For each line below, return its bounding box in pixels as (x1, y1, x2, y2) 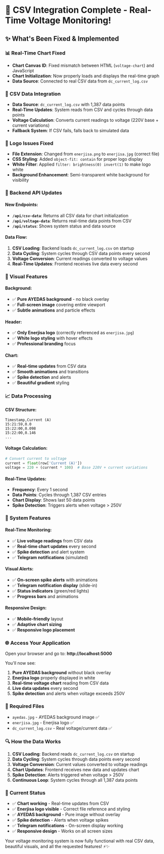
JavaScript (12, 67, 34, 73)
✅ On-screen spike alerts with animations (12, 577, 98, 583)
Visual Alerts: (5, 566, 34, 572)
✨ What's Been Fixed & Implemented (5, 34, 119, 43)
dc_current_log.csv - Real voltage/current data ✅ (12, 725, 113, 731)
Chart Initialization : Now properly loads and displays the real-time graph (12, 73, 160, 79)
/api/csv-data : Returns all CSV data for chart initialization (12, 212, 129, 218)
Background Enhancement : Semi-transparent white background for (12, 172, 150, 178)
